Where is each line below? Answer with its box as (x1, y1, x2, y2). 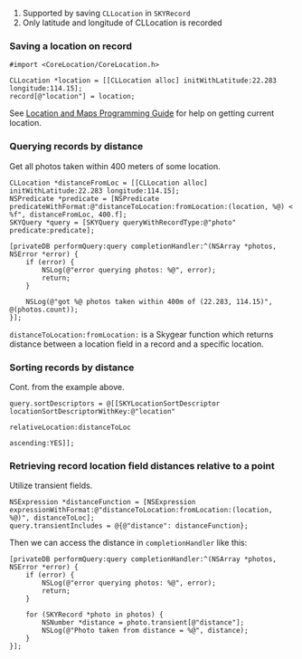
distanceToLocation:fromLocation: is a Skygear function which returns (9, 329, 274, 339)
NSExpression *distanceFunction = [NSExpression (9, 498, 196, 507)
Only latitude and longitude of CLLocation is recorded (22, 17, 223, 28)
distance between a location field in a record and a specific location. (9, 339, 264, 349)
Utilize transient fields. (9, 480, 93, 492)
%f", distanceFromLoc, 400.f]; (9, 210, 127, 219)
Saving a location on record (9, 40, 133, 53)
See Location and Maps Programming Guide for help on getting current (9, 108, 275, 119)
